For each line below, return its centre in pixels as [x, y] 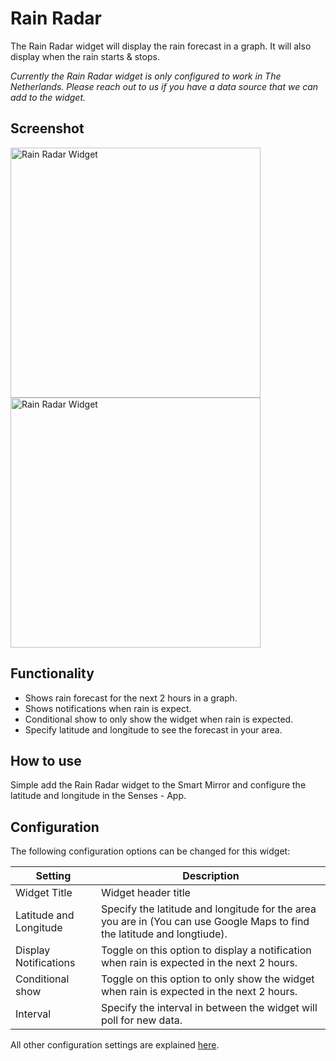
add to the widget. [48, 97]
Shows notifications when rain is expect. [108, 708]
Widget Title [44, 893]
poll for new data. [141, 1020]
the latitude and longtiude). [164, 934]
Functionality [52, 673]
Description [211, 876]
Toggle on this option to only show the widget [207, 979]
